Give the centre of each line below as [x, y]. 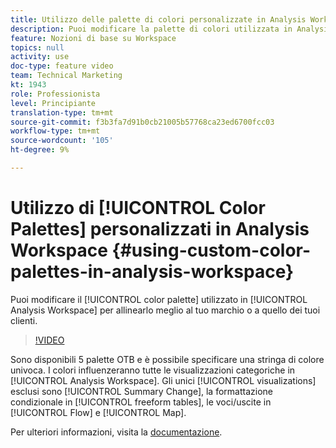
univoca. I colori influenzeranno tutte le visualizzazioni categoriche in [153, 370]
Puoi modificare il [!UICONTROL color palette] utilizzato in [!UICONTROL [159, 299]
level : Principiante [53, 103]
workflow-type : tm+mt [55, 131]
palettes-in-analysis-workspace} [152, 272]
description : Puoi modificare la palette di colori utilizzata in [151, 29]
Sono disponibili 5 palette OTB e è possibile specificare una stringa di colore [167, 359]
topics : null [37, 47]
